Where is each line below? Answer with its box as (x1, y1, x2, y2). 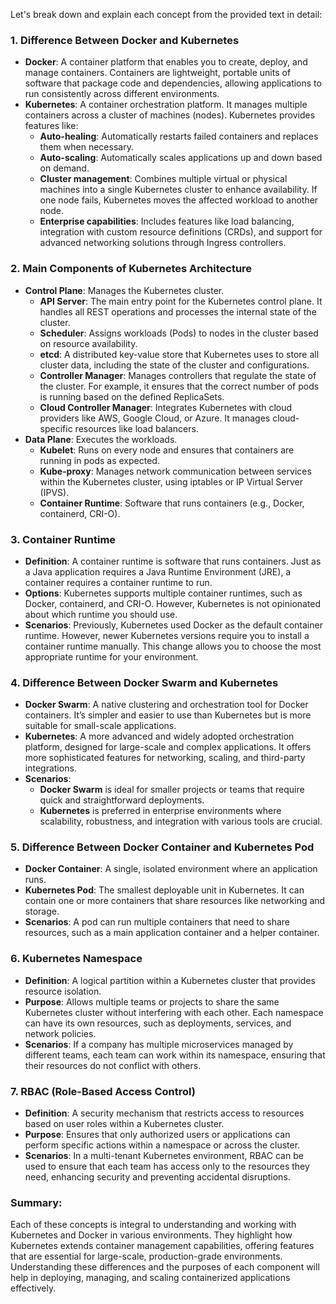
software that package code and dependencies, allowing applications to (24, 77, 322, 89)
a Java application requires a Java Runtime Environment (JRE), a (24, 565, 292, 578)
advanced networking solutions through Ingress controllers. (39, 237, 287, 249)
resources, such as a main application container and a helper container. (24, 927, 320, 939)
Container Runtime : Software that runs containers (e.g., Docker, (39, 497, 305, 509)
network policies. (24, 1027, 97, 1039)
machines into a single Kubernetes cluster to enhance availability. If (39, 184, 318, 196)
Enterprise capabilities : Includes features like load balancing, (39, 215, 295, 228)
